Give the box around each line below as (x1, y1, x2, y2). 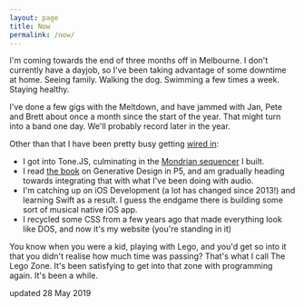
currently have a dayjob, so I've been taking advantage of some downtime (9, 64, 287, 75)
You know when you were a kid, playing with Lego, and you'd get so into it (9, 242, 287, 253)
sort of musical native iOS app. (22, 204, 138, 215)
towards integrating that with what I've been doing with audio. (22, 175, 254, 186)
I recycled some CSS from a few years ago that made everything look (22, 214, 283, 225)
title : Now (9, 22, 51, 31)
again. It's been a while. (9, 270, 98, 282)
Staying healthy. (9, 84, 70, 95)
